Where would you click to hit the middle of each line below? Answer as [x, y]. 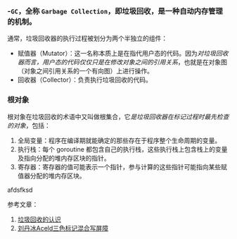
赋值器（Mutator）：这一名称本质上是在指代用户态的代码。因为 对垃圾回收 [123, 54]
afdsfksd [20, 190]
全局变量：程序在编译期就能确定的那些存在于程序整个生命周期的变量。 [119, 140]
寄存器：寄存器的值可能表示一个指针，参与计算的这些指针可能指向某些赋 [122, 166]
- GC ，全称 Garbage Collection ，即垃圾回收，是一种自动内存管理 [115, 11]
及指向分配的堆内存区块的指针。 [64, 158]
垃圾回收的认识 [39, 219]
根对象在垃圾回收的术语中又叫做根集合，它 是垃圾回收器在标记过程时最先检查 [118, 116]
